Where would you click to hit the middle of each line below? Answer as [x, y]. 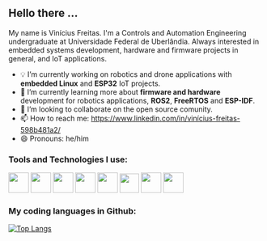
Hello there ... [43, 13]
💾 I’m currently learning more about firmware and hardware [120, 91]
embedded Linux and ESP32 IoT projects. [90, 83]
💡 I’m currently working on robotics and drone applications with [126, 74]
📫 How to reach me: [55, 118]
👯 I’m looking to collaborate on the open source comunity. [116, 109]
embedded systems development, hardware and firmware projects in [123, 50]
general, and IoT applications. [58, 58]
